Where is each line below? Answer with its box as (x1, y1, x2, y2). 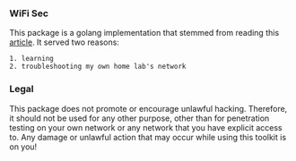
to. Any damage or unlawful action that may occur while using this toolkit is (9, 131, 287, 142)
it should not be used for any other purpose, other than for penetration (9, 113, 270, 123)
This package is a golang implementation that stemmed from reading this (9, 28, 280, 38)
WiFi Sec (9, 7, 49, 20)
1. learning (9, 55, 54, 64)
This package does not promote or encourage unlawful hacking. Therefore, (9, 103, 288, 114)
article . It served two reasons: (9, 37, 119, 47)
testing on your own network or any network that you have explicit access (9, 122, 283, 132)
